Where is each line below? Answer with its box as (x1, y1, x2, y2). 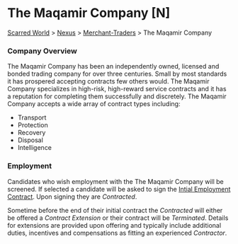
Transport (17, 113, 47, 122)
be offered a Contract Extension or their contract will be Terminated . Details (7, 214, 229, 222)
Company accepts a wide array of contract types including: (7, 100, 181, 108)
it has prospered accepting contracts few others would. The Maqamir (7, 77, 210, 86)
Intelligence (17, 144, 52, 152)
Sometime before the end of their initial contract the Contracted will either (7, 206, 223, 214)
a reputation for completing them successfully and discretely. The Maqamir (7, 92, 227, 100)
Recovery (17, 129, 46, 137)
